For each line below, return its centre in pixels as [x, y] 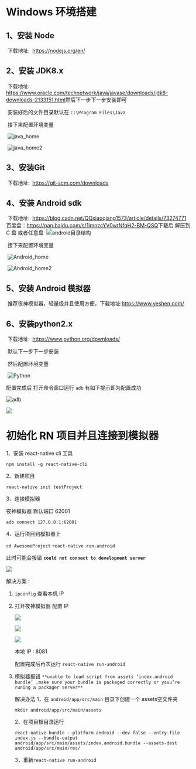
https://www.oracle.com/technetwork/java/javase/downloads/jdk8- [87, 93]
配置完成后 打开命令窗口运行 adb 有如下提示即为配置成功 [74, 388]
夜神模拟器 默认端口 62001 [38, 511]
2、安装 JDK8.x [35, 71]
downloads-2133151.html [36, 100]
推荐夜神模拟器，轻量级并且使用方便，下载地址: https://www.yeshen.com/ [96, 304]
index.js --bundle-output [46, 738]
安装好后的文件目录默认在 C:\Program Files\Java [66, 112]
